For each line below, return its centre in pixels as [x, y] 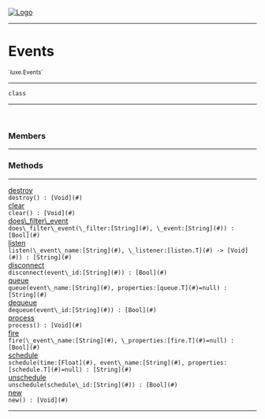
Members [27, 135]
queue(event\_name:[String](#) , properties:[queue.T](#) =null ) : [118, 287]
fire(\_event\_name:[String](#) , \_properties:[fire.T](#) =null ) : [121, 340]
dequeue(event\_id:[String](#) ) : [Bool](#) [82, 310]
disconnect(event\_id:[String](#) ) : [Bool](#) [88, 273]
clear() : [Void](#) [42, 213]
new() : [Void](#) [38, 400]
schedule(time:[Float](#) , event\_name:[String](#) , [97, 362]
